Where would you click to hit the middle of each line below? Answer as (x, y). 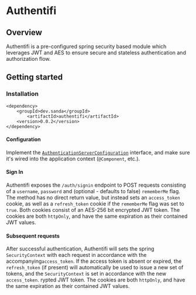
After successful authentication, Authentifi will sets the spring (80, 249)
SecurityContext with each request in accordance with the (76, 255)
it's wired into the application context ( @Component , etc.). (73, 159)
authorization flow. (28, 59)
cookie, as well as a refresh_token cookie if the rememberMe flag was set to (95, 204)
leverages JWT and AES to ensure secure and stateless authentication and (96, 53)
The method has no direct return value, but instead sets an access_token (93, 198)
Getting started (35, 77)
